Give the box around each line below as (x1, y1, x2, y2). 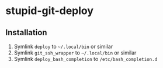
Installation (5, 28, 47, 38)
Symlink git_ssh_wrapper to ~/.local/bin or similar (13, 49, 137, 56)
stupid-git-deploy (5, 4, 94, 18)
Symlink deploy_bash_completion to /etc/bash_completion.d (13, 56, 158, 62)
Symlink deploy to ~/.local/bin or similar (13, 43, 113, 50)
